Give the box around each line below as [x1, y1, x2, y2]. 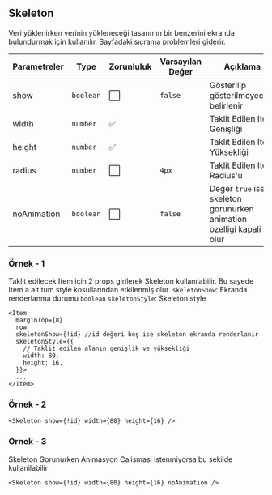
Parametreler [12, 61, 65, 72]
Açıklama [223, 61, 261, 72]
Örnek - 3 [8, 436, 47, 447]
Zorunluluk [108, 61, 152, 72]
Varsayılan [159, 56, 202, 67]
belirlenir [209, 100, 244, 111]
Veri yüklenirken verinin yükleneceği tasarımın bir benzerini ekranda [8, 28, 235, 37]
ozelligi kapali [209, 223, 261, 234]
